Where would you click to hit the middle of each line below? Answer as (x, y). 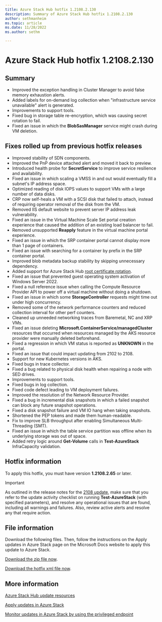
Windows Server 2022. (35, 281)
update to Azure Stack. (28, 550)
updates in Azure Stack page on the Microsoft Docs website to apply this (78, 545)
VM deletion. (25, 131)
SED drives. (23, 374)
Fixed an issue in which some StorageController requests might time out (85, 297)
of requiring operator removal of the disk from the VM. (66, 204)
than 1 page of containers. (38, 245)
